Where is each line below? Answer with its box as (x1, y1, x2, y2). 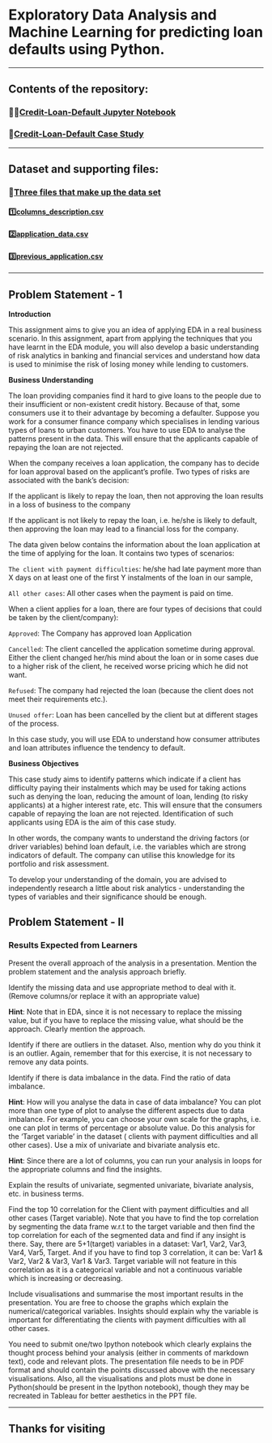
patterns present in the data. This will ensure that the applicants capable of (8, 434, 259, 443)
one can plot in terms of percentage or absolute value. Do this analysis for (8, 1123, 256, 1133)
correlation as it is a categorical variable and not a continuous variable (8, 1265, 243, 1274)
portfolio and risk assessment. (8, 859, 109, 869)
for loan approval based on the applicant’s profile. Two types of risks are (8, 467, 250, 477)
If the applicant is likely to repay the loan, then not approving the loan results (8, 491, 264, 501)
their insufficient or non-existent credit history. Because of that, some (8, 400, 240, 409)
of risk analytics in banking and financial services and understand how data (8, 351, 261, 361)
